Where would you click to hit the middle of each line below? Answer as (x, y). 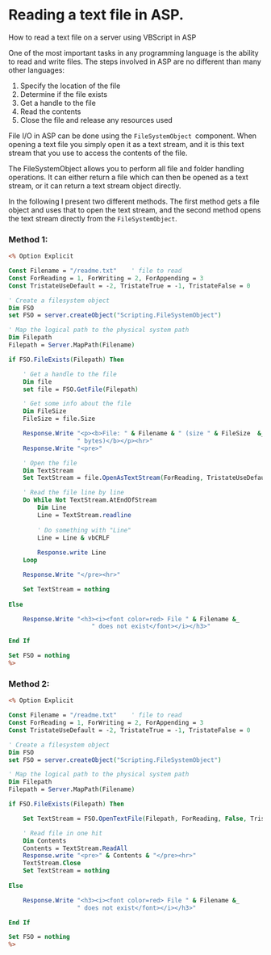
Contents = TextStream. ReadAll (75, 848)
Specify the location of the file (70, 86)
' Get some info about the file (77, 404)
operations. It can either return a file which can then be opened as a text (128, 177)
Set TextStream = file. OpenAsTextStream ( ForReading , (113, 478)
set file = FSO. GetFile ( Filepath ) (81, 389)
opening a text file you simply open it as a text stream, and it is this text (126, 144)
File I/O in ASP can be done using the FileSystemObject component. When (132, 136)
